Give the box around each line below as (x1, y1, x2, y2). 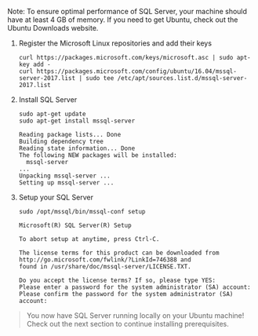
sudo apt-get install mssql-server (18, 117, 136, 125)
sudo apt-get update (18, 110, 86, 118)
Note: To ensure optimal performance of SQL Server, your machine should (7, 7, 248, 16)
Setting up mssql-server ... (18, 179, 114, 187)
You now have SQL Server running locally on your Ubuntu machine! (26, 311, 245, 320)
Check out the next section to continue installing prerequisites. (26, 320, 229, 328)
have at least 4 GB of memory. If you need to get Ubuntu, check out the (7, 15, 238, 24)
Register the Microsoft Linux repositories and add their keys (18, 38, 213, 48)
